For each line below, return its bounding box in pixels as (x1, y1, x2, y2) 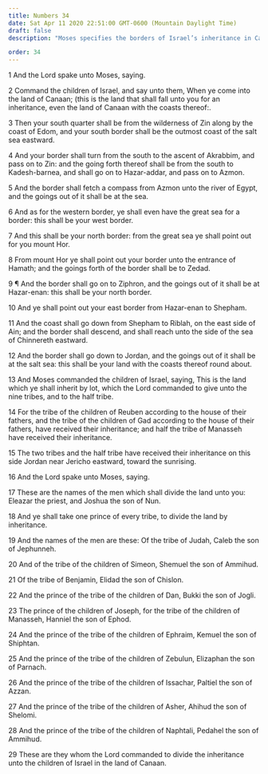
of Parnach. (8, 662, 47, 672)
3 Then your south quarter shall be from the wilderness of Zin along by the (8, 118, 254, 128)
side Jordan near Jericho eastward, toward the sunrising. (8, 457, 197, 466)
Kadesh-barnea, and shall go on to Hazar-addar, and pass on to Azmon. (8, 168, 245, 177)
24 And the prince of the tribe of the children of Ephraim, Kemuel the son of (8, 630, 257, 640)
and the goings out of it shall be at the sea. (8, 192, 149, 201)
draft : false (8, 26, 52, 34)
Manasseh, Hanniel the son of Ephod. (8, 614, 132, 624)
